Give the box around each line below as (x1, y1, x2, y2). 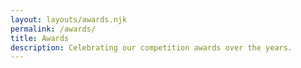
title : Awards (10, 33, 70, 43)
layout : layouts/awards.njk (10, 14, 128, 25)
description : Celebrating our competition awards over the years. (10, 42, 293, 53)
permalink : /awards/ (10, 24, 97, 34)
